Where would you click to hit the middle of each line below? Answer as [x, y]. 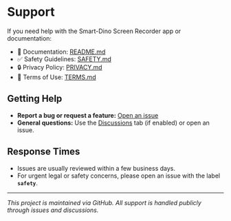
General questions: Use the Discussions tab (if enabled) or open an [113, 123]
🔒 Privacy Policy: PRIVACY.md [59, 67]
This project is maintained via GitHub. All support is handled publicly [104, 202]
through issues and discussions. [53, 210]
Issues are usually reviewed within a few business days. [96, 168]
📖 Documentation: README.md [61, 52]
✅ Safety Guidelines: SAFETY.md [64, 59]
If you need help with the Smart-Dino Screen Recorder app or [94, 31]
